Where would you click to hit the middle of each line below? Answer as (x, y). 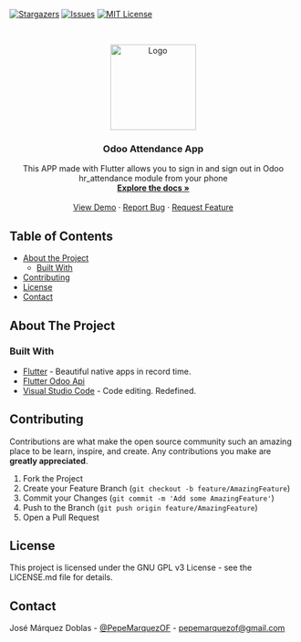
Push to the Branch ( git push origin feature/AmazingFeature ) (140, 507)
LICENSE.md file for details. (61, 577)
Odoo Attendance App (153, 149)
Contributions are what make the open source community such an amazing (150, 441)
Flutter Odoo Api (53, 381)
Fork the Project (53, 478)
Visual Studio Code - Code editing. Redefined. (109, 390)
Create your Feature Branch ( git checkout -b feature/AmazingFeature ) (156, 488)
